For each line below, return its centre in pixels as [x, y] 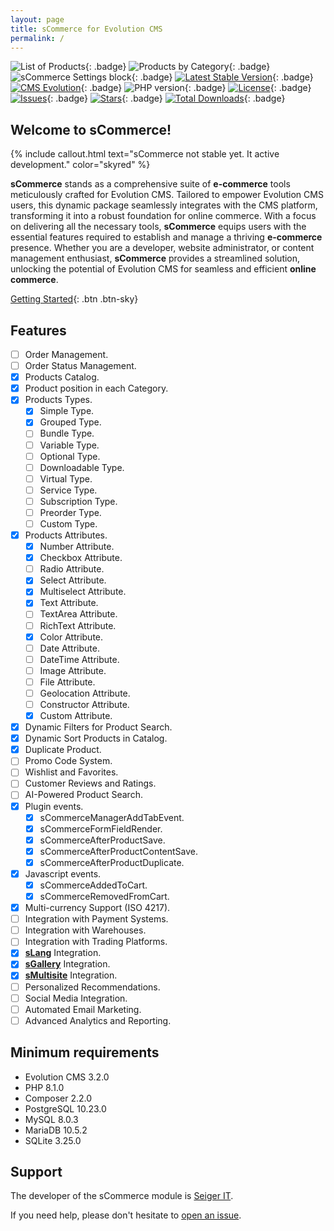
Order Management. [66, 354]
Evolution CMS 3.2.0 [67, 1077]
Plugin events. [54, 806]
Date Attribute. [69, 648]
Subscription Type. [78, 501]
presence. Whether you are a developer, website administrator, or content [162, 248]
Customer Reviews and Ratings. [90, 783]
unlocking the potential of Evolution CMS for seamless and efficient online [163, 269]
